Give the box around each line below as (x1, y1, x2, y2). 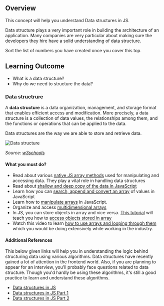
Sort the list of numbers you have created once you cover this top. (5, 47, 141, 53)
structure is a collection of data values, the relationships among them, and (5, 115, 158, 121)
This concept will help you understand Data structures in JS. (5, 17, 130, 23)
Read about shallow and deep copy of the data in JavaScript (12, 183, 137, 189)
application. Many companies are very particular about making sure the (5, 32, 152, 38)
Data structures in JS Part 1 (12, 290, 69, 296)
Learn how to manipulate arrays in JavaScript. (12, 199, 107, 205)
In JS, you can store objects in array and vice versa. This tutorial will (12, 210, 153, 216)
